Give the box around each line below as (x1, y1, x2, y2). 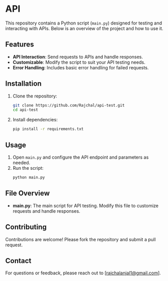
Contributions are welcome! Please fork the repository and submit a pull (5, 236, 156, 242)
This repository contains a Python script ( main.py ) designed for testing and (5, 20, 162, 26)
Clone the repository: (12, 93, 58, 99)
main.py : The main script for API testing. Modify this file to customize (12, 202, 159, 209)
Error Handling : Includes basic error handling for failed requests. (12, 64, 149, 70)
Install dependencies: (12, 117, 58, 123)
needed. (12, 160, 31, 166)
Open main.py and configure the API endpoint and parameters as (12, 154, 149, 160)
